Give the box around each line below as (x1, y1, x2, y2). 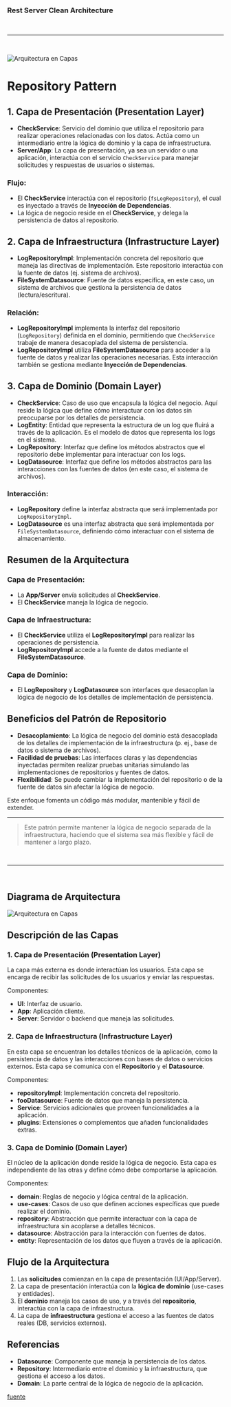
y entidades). (16, 1289, 55, 1297)
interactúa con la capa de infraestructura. (16, 1303, 135, 1312)
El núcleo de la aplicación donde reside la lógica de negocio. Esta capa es (7, 1159, 217, 1166)
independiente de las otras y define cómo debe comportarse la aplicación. (7, 1165, 218, 1174)
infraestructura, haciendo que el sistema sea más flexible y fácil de (23, 830, 214, 838)
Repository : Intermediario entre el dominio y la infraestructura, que (16, 1364, 208, 1372)
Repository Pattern (7, 79, 117, 95)
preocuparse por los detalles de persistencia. (16, 413, 146, 422)
